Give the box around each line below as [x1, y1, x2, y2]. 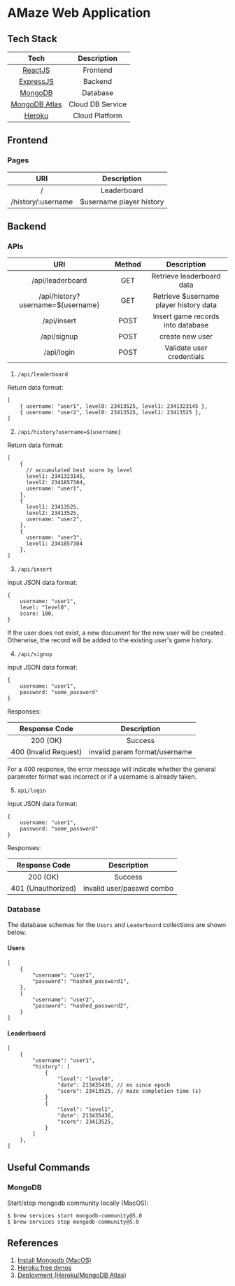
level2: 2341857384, [25, 479, 86, 486]
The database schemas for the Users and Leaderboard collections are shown [7, 920, 226, 928]
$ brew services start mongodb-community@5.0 [7, 1212, 142, 1219]
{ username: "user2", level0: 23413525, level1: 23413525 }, [20, 409, 201, 416]
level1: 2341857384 [25, 540, 83, 547]
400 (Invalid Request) [10, 747, 83, 757]
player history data [155, 300, 217, 310]
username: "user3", [25, 534, 83, 542]
